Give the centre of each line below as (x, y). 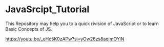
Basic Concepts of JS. (29, 29)
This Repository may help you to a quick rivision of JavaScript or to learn (82, 24)
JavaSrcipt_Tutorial (47, 9)
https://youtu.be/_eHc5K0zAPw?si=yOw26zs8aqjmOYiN (65, 39)
